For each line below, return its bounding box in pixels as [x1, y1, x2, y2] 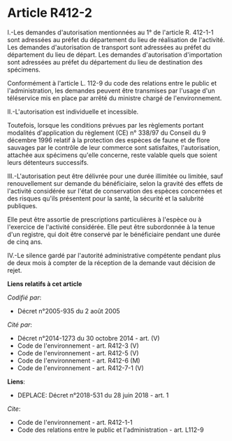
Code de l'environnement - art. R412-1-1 [17, 418, 133, 426]
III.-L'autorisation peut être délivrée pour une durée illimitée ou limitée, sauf [7, 172, 224, 180]
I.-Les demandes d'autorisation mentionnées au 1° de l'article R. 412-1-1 [7, 28, 214, 36]
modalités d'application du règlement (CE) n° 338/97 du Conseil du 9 [7, 128, 206, 137]
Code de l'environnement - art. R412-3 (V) [17, 341, 140, 350]
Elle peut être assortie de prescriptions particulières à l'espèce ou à [7, 215, 202, 224]
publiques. [7, 201, 38, 210]
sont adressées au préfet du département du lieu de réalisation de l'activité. [7, 35, 225, 43]
